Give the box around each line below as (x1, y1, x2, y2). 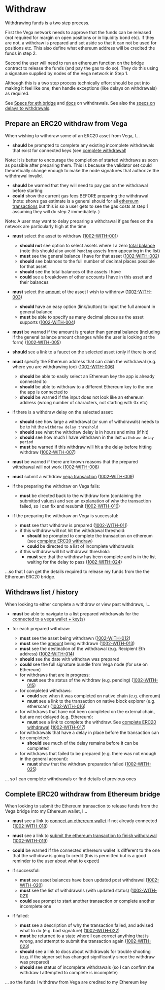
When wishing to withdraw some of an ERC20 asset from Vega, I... (5, 132, 140, 139)
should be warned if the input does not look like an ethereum (19, 394, 144, 400)
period (19, 439, 33, 445)
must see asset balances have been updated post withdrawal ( (19, 877, 148, 883)
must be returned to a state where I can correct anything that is (19, 933, 149, 939)
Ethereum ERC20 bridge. (5, 573, 56, 579)
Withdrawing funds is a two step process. (5, 20, 90, 26)
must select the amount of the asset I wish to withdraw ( (12, 289, 127, 295)
